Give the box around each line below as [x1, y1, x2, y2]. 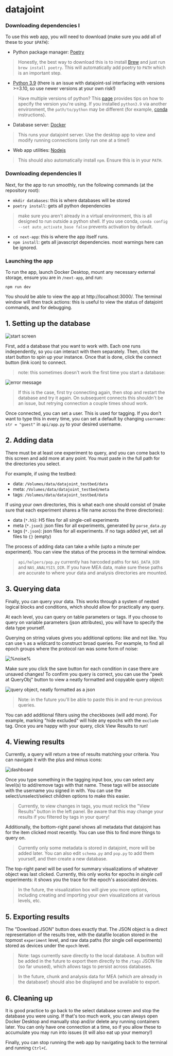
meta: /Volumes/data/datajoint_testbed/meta [12, 486, 110, 492]
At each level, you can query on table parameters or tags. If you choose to [5, 613, 163, 620]
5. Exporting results [5, 912, 70, 921]
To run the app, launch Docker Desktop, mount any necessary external [5, 269, 155, 275]
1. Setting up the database [5, 319, 91, 328]
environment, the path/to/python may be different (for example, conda [18, 107, 168, 113]
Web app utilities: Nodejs [12, 147, 66, 153]
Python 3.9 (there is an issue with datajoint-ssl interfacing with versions [12, 80, 165, 86]
